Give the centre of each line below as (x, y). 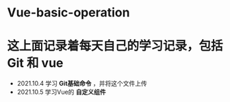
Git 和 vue (35, 63)
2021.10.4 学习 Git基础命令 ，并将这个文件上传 (82, 84)
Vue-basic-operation (68, 13)
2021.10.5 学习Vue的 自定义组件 (61, 92)
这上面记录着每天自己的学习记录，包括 (115, 46)
